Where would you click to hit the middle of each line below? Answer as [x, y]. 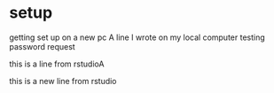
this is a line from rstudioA [57, 64]
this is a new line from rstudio [63, 81]
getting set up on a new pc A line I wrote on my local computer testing [137, 37]
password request [42, 46]
